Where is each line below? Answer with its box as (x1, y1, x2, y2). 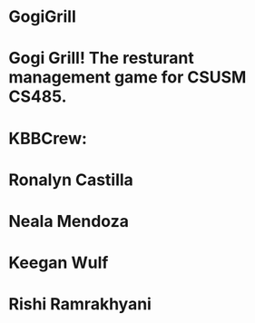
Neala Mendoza (8, 210, 129, 231)
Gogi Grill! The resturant (8, 48, 194, 69)
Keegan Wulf (8, 252, 109, 273)
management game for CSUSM (8, 67, 247, 88)
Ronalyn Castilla (8, 170, 133, 190)
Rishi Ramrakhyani (8, 294, 152, 315)
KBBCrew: (8, 128, 88, 149)
